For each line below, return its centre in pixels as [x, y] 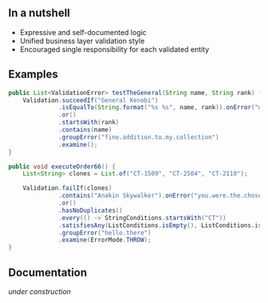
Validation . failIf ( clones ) [67, 188]
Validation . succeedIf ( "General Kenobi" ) [91, 100]
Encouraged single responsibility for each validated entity [114, 49]
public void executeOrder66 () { [62, 167]
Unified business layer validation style [82, 41]
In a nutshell [39, 13]
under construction [40, 291]
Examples [33, 75]
